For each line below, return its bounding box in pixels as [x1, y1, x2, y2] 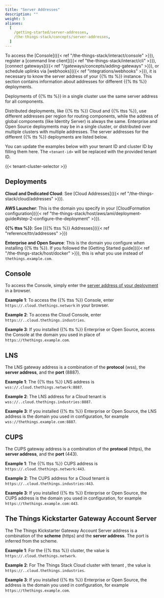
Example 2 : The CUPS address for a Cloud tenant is [5, 476, 110, 481]
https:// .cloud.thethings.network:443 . [5, 466, 86, 472]
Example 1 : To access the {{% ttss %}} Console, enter [5, 297, 114, 303]
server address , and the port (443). [5, 451, 78, 457]
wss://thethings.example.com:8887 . [5, 419, 77, 425]
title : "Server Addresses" [5, 7, 60, 12]
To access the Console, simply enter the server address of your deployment [5, 283, 159, 288]
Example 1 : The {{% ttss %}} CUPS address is [5, 461, 98, 466]
